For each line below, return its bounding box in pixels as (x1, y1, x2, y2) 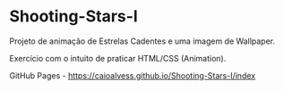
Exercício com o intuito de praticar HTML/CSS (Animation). (9, 53, 227, 63)
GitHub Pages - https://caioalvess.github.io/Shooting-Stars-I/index (9, 70, 256, 81)
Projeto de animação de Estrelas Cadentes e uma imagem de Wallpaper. (9, 36, 276, 46)
